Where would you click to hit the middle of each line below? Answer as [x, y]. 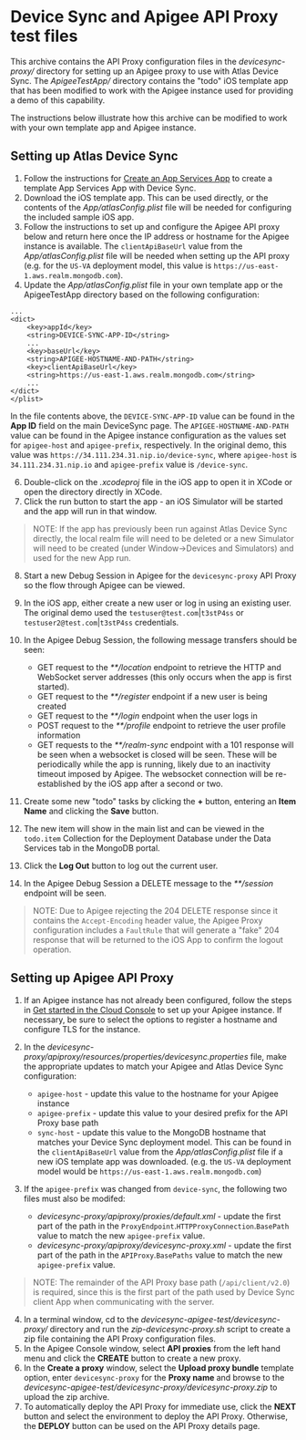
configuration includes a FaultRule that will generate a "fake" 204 [156, 930]
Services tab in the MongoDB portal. [92, 848]
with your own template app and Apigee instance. [103, 127]
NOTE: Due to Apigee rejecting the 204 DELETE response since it [155, 910]
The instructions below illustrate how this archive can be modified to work [149, 118]
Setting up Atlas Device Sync [94, 156]
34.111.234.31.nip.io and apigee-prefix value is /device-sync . [129, 464]
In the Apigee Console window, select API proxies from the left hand [152, 1348]
